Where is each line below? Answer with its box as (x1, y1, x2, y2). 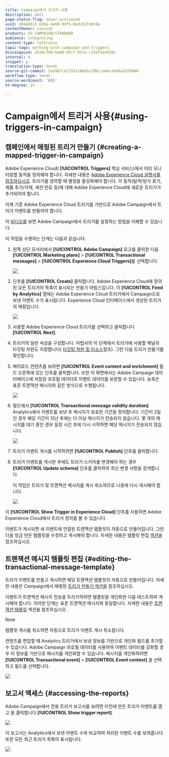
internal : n (5, 54, 30, 60)
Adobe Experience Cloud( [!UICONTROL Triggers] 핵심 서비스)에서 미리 (5, 165, 152, 171)
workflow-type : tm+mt (5, 73, 51, 78)
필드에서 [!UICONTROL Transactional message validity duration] (12, 402, 149, 408)
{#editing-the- (84, 555, 132, 563)
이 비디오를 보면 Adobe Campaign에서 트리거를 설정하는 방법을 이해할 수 (5, 218, 149, 224)
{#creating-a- (96, 143, 141, 152)
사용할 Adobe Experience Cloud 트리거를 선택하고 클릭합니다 (12, 323, 135, 329)
